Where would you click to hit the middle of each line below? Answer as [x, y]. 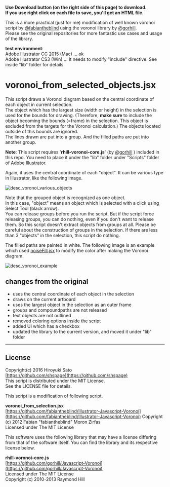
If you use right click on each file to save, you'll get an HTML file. [75, 13]
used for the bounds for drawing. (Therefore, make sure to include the [79, 115]
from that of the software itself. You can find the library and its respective [81, 442]
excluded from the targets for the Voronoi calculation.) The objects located [83, 126]
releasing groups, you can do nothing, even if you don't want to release [80, 219]
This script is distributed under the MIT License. [55, 381]
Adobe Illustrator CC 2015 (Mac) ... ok [45, 54]
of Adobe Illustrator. [26, 163]
